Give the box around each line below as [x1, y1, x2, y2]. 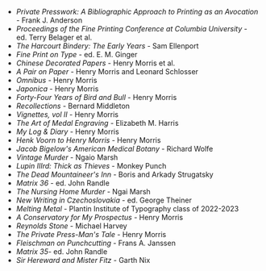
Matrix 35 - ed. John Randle [15, 247, 108, 256]
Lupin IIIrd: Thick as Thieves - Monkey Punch [15, 161, 167, 170]
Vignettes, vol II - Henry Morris [15, 110, 119, 119]
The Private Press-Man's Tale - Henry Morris [15, 230, 167, 239]
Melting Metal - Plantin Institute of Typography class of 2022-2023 [15, 204, 239, 213]
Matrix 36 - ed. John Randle [15, 178, 110, 188]
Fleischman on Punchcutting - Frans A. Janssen [15, 238, 176, 248]
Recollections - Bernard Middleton [15, 101, 131, 110]
